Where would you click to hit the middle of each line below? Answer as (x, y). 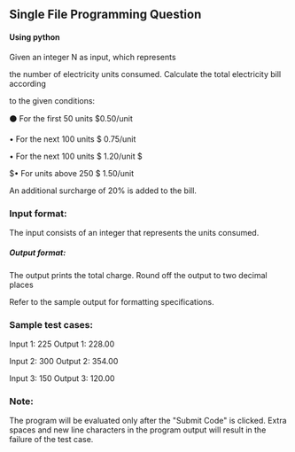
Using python (35, 37)
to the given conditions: (52, 100)
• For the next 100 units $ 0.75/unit (73, 139)
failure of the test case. (51, 440)
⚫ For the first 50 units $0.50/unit (71, 118)
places (21, 284)
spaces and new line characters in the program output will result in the (138, 430)
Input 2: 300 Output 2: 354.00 (64, 362)
